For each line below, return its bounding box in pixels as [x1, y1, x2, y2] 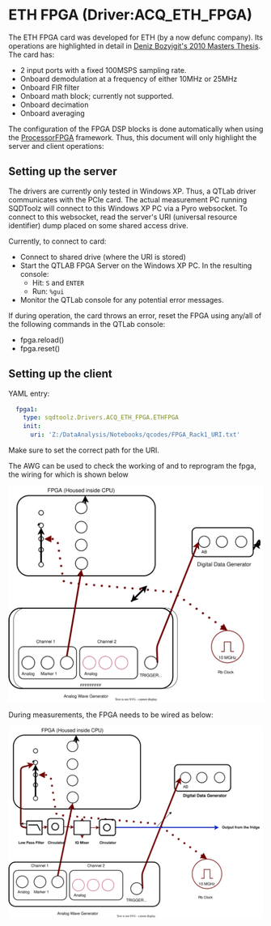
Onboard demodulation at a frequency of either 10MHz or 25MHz [19, 74, 238, 83]
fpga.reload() [19, 334, 65, 345]
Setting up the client [8, 367, 113, 381]
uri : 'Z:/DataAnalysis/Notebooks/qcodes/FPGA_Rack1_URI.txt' [29, 431, 241, 439]
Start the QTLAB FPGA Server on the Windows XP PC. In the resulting [19, 261, 252, 270]
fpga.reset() [19, 343, 61, 353]
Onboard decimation [19, 100, 89, 109]
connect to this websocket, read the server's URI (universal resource [8, 212, 238, 222]
